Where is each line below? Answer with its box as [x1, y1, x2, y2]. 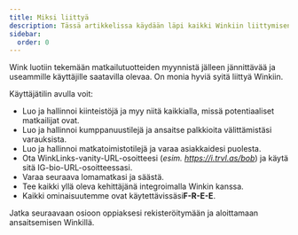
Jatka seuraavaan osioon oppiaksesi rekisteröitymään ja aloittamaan [9, 208, 259, 218]
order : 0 [17, 37, 50, 47]
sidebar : [9, 29, 42, 38]
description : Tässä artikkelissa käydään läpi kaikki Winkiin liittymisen [9, 21, 292, 30]
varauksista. [21, 134, 67, 145]
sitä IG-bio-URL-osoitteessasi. [21, 162, 133, 173]
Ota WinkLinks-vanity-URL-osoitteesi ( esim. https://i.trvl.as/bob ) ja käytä [21, 153, 289, 164]
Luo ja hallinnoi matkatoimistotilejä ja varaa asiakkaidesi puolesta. [21, 144, 262, 154]
